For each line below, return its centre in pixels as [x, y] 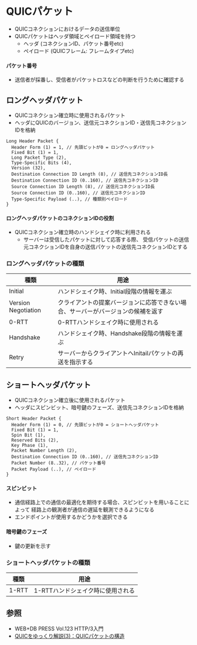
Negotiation [25, 310]
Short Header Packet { [34, 419]
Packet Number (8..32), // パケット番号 [59, 463]
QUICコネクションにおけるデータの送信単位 [67, 29]
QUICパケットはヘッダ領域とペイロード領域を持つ [75, 36]
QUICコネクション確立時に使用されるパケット [70, 115]
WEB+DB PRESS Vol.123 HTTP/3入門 [59, 629]
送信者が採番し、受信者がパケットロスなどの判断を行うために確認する [99, 80]
